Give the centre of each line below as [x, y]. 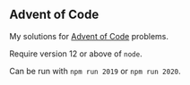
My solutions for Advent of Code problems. [89, 36]
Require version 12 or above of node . [76, 54]
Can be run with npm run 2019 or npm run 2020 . [95, 71]
